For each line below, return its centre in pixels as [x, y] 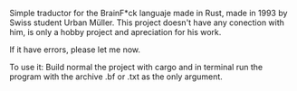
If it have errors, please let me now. [75, 50]
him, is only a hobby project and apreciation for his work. [115, 32]
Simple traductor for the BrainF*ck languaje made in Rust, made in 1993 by [148, 13]
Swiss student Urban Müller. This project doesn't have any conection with [147, 23]
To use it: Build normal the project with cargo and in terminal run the [136, 67]
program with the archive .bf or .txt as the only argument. [116, 77]
